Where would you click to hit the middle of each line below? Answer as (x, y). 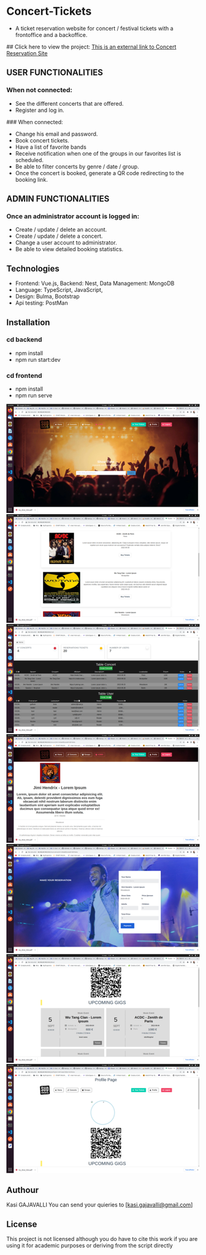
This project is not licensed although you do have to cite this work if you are (102, 1239)
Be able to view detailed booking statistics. (69, 249)
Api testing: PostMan (42, 303)
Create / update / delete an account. (61, 230)
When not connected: (39, 90)
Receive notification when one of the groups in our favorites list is (98, 153)
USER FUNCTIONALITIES (55, 73)
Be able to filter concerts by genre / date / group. (77, 166)
